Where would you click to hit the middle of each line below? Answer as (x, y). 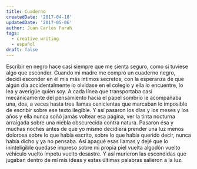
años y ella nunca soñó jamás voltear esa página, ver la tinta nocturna (91, 116)
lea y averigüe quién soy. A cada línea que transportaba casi (79, 91)
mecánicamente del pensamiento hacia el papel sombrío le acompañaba (94, 97)
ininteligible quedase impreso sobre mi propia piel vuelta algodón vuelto (93, 147)
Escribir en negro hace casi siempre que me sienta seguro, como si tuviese (97, 66)
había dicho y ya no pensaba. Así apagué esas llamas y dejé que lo (87, 141)
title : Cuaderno (26, 11)
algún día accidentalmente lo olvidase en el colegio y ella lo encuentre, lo (95, 85)
